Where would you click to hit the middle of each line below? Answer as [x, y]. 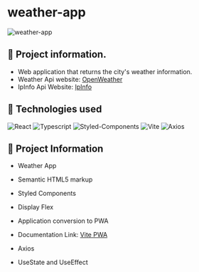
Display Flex [36, 207]
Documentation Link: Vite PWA [63, 235]
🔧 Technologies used [55, 109]
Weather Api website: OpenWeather [70, 79]
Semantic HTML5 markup [55, 179]
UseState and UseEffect [53, 262]
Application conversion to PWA [63, 221]
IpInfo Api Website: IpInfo [55, 87]
